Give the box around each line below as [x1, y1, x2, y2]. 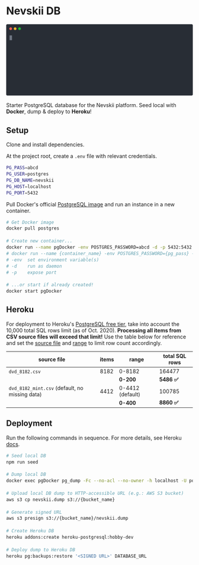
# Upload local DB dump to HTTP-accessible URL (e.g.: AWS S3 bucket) [6, 490, 184, 496]
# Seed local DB [6, 453, 46, 459]
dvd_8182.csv [8, 369, 41, 375]
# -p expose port [6, 269, 57, 275]
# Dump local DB [6, 472, 46, 478]
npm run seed [6, 459, 38, 465]
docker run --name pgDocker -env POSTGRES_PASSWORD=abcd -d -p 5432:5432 [6, 244, 192, 250]
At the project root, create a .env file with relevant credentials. [6, 153, 157, 160]
